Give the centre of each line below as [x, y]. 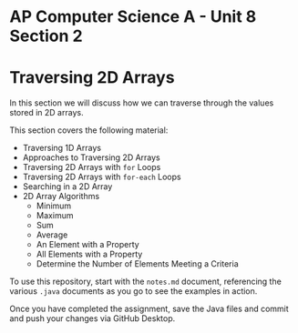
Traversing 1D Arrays [62, 148]
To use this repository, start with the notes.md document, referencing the [146, 282]
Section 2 [46, 36]
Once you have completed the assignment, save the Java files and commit [149, 309]
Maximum [55, 216]
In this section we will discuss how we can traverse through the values [142, 103]
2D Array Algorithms [61, 197]
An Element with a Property [87, 245]
